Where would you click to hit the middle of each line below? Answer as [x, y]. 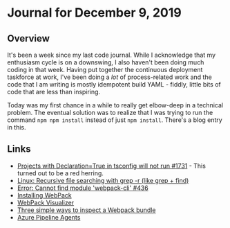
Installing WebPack [44, 195]
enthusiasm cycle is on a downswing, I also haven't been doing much [106, 62]
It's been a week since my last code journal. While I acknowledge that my [112, 55]
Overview [29, 38]
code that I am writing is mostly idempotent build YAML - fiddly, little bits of [114, 84]
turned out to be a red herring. [60, 173]
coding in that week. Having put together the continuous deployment [105, 70]
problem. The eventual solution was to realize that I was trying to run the [110, 113]
